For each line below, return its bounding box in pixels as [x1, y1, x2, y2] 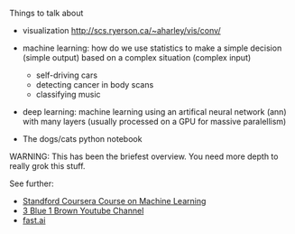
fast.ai [22, 215, 46, 225]
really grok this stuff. [9, 161, 86, 171]
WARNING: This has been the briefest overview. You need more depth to [9, 151, 279, 162]
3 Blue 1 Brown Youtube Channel [22, 205, 144, 216]
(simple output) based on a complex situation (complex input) [22, 52, 252, 62]
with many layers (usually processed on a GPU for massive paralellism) [22, 117, 287, 126]
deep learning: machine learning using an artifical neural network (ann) [22, 107, 287, 117]
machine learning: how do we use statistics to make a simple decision [22, 42, 282, 53]
